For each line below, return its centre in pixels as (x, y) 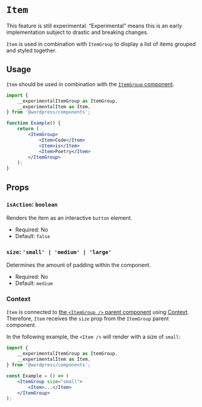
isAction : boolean (32, 205)
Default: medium (34, 283)
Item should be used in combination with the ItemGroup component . (90, 84)
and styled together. (31, 50)
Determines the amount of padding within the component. (79, 265)
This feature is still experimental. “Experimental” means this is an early (94, 26)
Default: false (32, 236)
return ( (28, 129)
